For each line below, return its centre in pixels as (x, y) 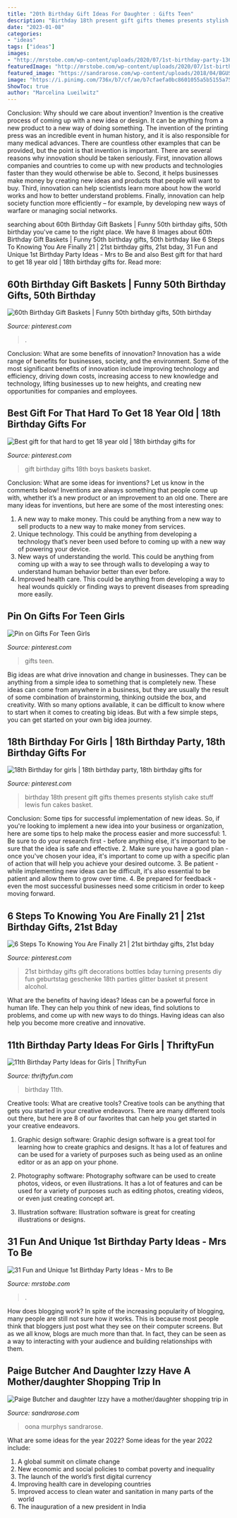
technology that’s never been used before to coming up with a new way (121, 541)
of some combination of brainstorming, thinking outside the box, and (107, 697)
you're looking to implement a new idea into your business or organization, (116, 826)
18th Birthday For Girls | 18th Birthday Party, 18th (116, 741)
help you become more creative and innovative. (77, 1023)
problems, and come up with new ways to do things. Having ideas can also (116, 1016)
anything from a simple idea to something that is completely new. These (112, 682)
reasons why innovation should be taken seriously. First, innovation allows (115, 158)
